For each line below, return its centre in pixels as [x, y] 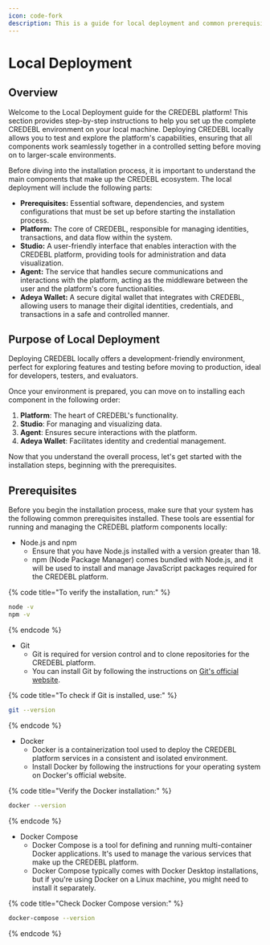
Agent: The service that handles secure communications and [121, 271]
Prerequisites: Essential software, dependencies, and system [122, 203]
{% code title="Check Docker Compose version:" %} [96, 903]
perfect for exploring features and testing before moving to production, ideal [135, 368]
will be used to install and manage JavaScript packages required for [144, 569]
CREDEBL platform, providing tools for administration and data [123, 254]
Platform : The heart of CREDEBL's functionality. [99, 416]
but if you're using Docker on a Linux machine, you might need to [140, 879]
